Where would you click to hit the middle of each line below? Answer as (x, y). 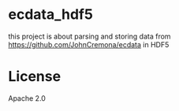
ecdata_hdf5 (50, 15)
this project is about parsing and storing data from (89, 36)
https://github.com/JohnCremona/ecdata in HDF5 (89, 44)
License (35, 77)
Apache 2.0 (27, 98)
